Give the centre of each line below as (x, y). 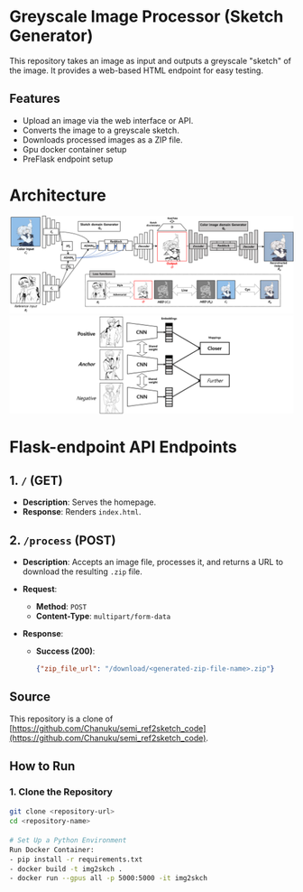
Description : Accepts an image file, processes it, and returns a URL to (153, 562)
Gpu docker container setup (74, 149)
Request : (40, 589)
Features (35, 99)
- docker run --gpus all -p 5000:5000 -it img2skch (108, 878)
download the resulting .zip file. (82, 571)
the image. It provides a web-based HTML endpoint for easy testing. (137, 70)
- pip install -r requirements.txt (76, 859)
